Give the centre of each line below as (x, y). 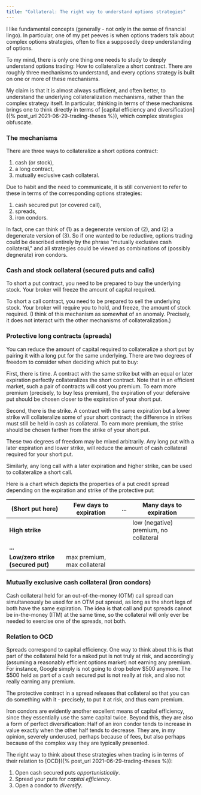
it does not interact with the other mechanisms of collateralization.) (89, 320)
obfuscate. (19, 122)
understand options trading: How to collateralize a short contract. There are (99, 66)
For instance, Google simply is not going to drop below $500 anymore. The (99, 669)
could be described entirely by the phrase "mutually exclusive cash (89, 242)
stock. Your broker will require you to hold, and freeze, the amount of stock (99, 308)
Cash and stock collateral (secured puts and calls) (80, 270)
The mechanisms (32, 137)
